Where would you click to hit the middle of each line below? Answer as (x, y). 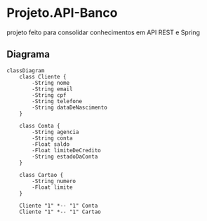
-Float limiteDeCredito (66, 150)
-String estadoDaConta (65, 156)
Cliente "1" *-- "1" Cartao (60, 212)
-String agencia (55, 132)
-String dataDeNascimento (70, 107)
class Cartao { (41, 175)
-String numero (54, 181)
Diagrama (28, 54)
